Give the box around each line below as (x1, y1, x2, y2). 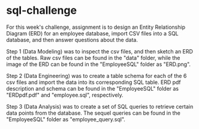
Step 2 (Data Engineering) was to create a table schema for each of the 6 (6, 72, 187, 79)
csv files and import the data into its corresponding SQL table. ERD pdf (6, 79, 181, 86)
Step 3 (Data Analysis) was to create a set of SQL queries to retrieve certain (6, 103, 194, 110)
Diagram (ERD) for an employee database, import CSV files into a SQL (6, 29, 179, 37)
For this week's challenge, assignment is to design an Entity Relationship (6, 23, 186, 31)
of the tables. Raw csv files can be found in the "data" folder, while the (6, 54, 180, 61)
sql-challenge (6, 4, 77, 17)
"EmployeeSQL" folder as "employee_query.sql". (6, 115, 126, 123)
